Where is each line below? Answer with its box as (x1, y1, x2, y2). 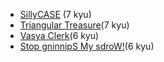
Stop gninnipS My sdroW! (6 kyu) (19, 40, 155, 52)
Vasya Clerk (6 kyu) (19, 30, 100, 41)
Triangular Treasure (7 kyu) (19, 19, 130, 31)
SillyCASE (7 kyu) (19, 9, 92, 20)
